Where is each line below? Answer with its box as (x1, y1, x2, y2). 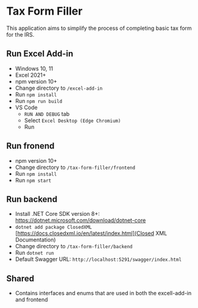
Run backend (6, 194, 58, 204)
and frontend (15, 296, 48, 303)
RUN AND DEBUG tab (24, 110, 70, 117)
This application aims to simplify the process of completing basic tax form (6, 24, 192, 32)
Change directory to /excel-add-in (15, 84, 103, 91)
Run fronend (6, 141, 55, 151)
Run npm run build (15, 97, 63, 104)
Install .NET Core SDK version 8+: (15, 210, 100, 218)
